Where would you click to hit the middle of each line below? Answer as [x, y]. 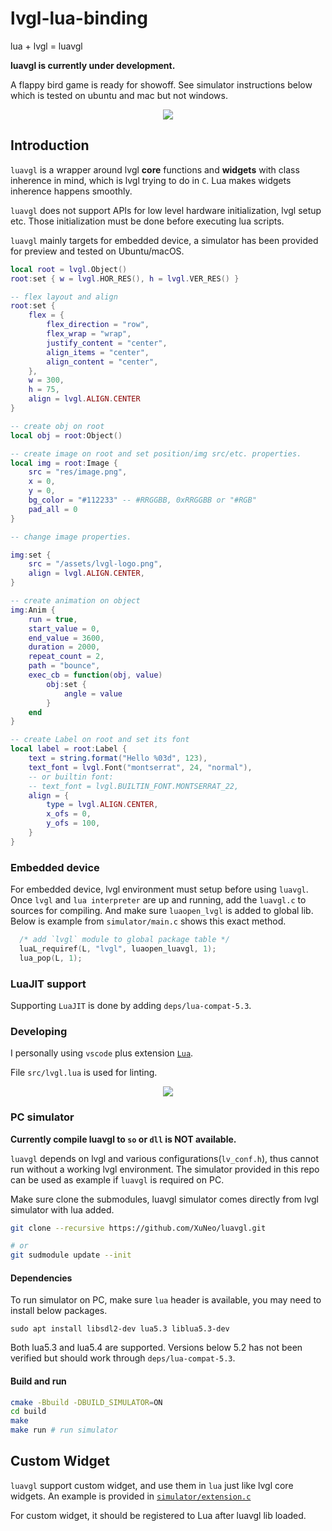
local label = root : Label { [69, 749]
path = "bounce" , [64, 666]
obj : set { [66, 684]
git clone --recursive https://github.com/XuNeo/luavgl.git [138, 1228]
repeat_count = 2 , [66, 657]
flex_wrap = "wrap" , [89, 334]
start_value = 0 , [64, 628]
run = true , [53, 619]
